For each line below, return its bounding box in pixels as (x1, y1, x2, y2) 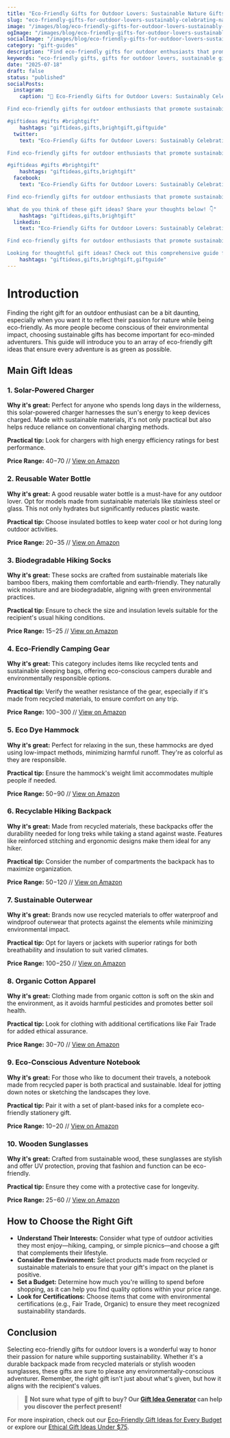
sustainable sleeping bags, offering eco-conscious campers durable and (7, 667, 212, 675)
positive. (16, 1270, 42, 1279)
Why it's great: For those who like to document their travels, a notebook (7, 1073, 211, 1081)
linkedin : (13, 218, 41, 225)
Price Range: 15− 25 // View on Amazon (7, 627, 118, 635)
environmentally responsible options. (7, 674, 112, 682)
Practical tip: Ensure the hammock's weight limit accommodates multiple (7, 769, 214, 777)
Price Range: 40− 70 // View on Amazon (7, 457, 120, 465)
